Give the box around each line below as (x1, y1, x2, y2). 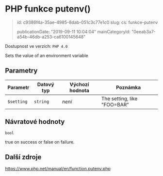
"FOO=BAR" (101, 101, 130, 108)
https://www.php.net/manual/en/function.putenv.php (5, 166, 111, 172)
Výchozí (69, 81, 89, 88)
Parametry (5, 67, 38, 75)
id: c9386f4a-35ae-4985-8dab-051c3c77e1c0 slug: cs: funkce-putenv (16, 19, 158, 25)
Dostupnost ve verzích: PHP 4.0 (5, 43, 68, 49)
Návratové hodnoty (5, 117, 65, 126)
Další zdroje (5, 153, 42, 161)
